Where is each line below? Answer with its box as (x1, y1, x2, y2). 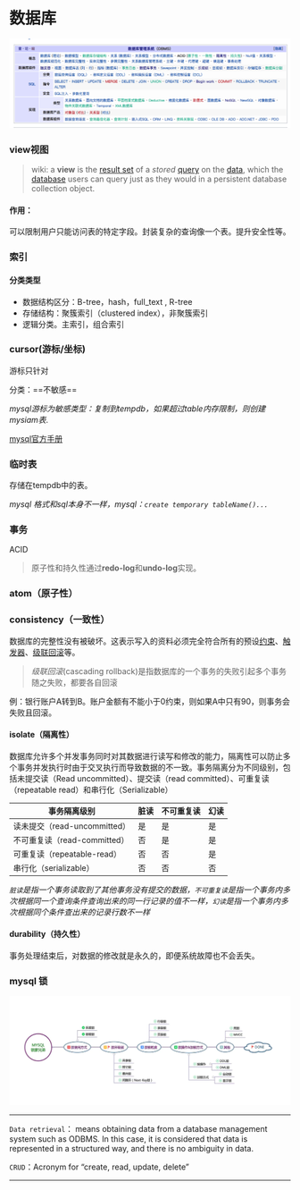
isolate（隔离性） (9, 730, 74, 740)
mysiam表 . (9, 414, 49, 425)
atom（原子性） (9, 587, 79, 600)
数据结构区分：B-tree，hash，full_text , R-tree (21, 296, 193, 307)
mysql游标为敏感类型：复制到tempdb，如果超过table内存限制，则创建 (9, 403, 266, 414)
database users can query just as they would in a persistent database (30, 173, 287, 184)
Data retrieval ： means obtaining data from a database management (9, 1123, 268, 1134)
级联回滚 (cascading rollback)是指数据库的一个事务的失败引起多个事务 (30, 665, 287, 676)
